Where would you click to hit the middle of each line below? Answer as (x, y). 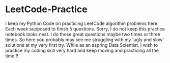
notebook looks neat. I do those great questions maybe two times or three (83, 34)
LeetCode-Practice (46, 9)
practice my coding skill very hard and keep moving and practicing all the (82, 50)
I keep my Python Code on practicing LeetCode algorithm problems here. (82, 23)
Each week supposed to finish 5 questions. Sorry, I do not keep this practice (85, 28)
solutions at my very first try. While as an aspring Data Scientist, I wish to (82, 45)
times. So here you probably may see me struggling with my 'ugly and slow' (85, 40)
